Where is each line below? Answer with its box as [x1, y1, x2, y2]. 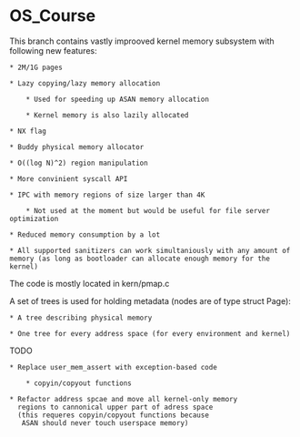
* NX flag [9, 127, 47, 136]
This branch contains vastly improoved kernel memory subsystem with [9, 36, 275, 46]
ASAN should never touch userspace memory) [21, 418, 189, 428]
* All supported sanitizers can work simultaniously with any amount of [9, 246, 291, 255]
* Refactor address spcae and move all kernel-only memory [9, 394, 238, 403]
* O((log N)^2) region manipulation [9, 158, 148, 168]
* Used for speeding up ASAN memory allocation [25, 95, 209, 104]
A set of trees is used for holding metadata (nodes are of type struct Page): [9, 295, 291, 306]
